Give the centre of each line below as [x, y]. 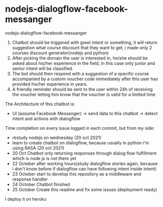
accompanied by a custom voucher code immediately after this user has [85, 79]
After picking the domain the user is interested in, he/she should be [80, 58]
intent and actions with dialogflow [46, 118]
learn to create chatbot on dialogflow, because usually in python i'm [81, 142]
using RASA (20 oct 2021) [38, 148]
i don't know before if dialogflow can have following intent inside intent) [84, 169]
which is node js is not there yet [44, 158]
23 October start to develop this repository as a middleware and [77, 174]
